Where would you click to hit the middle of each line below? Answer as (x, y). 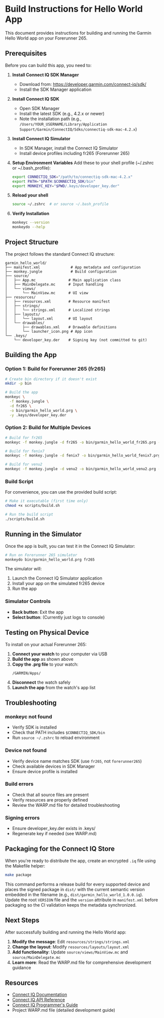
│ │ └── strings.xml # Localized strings (58, 310)
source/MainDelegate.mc (36, 957)
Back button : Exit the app (38, 612)
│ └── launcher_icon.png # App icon (49, 331)
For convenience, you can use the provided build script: (61, 492)
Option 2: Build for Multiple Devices (48, 428)
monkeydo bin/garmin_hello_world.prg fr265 (50, 560)
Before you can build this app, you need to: (48, 65)
